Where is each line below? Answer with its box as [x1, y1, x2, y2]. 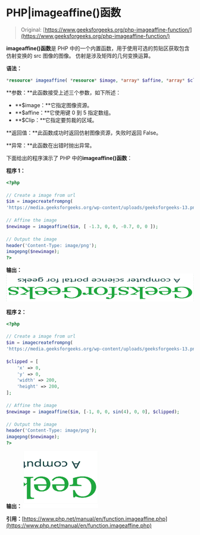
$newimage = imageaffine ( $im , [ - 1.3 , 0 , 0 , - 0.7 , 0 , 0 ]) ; [6, 223, 159, 230]
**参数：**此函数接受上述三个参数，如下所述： [6, 89, 121, 96]
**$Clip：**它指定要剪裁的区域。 [14, 116, 98, 123]
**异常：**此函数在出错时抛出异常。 [6, 142, 95, 149]
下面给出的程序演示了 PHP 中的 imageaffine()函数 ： [6, 154, 133, 161]
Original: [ [20, 26, 45, 33]
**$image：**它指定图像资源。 [14, 101, 93, 108]
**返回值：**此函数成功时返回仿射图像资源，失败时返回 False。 [6, 129, 162, 136]
